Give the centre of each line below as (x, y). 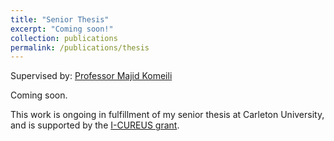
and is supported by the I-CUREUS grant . (95, 125)
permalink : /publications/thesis (80, 47)
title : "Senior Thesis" (60, 19)
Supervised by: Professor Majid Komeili (91, 76)
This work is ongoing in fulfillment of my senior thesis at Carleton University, (167, 115)
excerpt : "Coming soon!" (62, 29)
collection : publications (64, 38)
